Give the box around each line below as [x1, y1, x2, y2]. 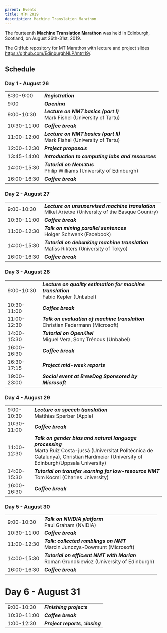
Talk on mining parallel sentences [44, 225, 127, 232]
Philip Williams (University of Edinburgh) [44, 167, 139, 174]
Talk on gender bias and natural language [34, 434, 137, 441]
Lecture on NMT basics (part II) [44, 130, 121, 137]
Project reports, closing [44, 620, 101, 627]
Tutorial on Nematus [44, 161, 94, 168]
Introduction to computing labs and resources [44, 153, 156, 160]
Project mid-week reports [42, 361, 105, 368]
